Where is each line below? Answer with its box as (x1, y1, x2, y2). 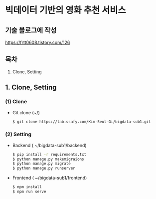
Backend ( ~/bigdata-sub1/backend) (12, 142, 87, 148)
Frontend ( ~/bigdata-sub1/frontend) (12, 175, 87, 181)
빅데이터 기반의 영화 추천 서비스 (5, 4, 126, 16)
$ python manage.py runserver (12, 166, 76, 171)
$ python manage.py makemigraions (12, 157, 84, 162)
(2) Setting (5, 131, 31, 138)
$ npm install (12, 185, 42, 190)
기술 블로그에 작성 (5, 26, 57, 34)
